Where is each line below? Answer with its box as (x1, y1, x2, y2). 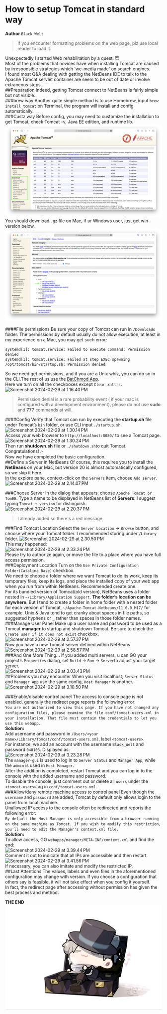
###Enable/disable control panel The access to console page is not (5, 694, 144, 700)
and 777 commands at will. (17, 407, 73, 413)
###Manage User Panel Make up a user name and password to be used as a (5, 620, 162, 626)
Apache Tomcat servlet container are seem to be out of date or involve (5, 76, 150, 82)
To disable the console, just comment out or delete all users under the (5, 778, 148, 784)
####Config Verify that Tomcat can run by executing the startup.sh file (5, 417, 152, 423)
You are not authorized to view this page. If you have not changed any (5, 705, 159, 711)
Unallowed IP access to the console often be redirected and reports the (5, 805, 152, 811)
